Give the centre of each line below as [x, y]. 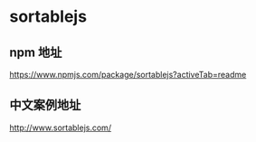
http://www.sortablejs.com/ [60, 128]
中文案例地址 [45, 105]
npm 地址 [36, 52]
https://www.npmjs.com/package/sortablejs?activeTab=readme [128, 75]
